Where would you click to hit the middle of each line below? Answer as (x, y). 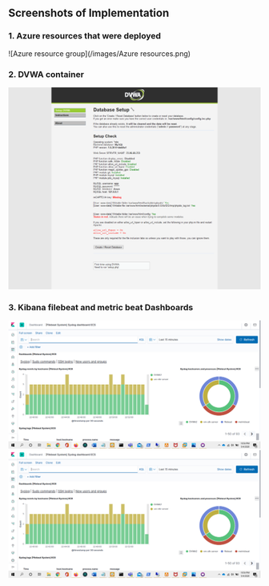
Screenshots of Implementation (89, 13)
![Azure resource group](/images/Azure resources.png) (99, 53)
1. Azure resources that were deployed (85, 36)
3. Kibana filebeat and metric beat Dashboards (101, 307)
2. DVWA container (46, 74)
